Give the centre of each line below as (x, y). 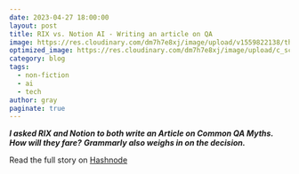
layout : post (33, 26)
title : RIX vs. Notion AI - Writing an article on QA (111, 34)
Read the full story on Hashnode (69, 160)
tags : (19, 67)
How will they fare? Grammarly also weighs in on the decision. (128, 143)
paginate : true (37, 108)
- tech (29, 91)
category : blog (37, 59)
